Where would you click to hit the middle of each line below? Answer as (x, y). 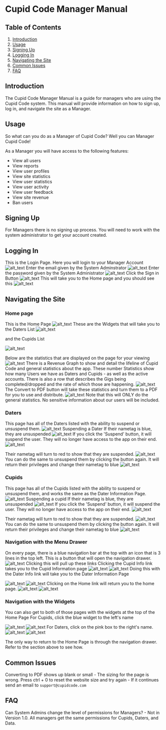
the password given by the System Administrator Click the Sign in (82, 273)
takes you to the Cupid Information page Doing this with (83, 568)
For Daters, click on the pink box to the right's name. (100, 627)
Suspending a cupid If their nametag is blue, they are (80, 499)
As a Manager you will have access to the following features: (67, 151)
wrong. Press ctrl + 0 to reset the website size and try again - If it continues (82, 680)
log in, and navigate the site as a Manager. (48, 108)
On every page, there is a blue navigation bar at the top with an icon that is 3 (83, 553)
